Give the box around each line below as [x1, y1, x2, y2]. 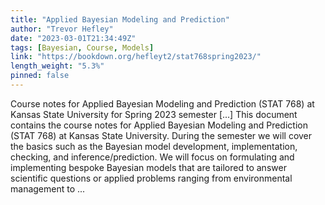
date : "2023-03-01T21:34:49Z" [10, 33, 137, 43]
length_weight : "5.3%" [10, 61, 105, 71]
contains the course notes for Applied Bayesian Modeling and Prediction [10, 119, 308, 131]
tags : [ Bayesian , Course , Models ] [10, 42, 155, 53]
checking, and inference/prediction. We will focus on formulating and [10, 151, 295, 163]
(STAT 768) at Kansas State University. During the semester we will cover [10, 129, 313, 141]
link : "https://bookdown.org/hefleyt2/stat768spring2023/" [10, 52, 262, 62]
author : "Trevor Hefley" [10, 24, 114, 34]
